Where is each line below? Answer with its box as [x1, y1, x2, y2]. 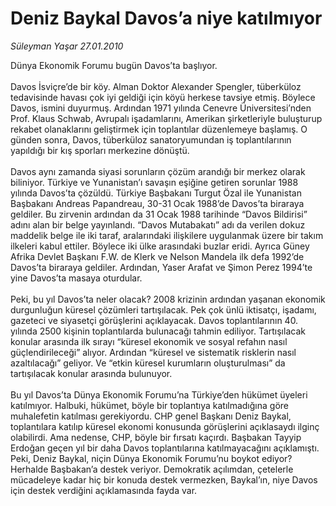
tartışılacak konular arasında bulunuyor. [10, 367, 173, 379]
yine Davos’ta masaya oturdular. [10, 272, 143, 284]
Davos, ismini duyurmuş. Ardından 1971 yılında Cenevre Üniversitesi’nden [10, 102, 312, 114]
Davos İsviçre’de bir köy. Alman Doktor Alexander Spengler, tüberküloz [10, 80, 302, 92]
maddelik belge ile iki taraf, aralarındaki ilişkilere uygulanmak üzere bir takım [10, 229, 324, 241]
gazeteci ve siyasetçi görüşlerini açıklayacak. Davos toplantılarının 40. [10, 314, 299, 326]
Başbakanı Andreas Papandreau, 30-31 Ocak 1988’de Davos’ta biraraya [10, 197, 305, 209]
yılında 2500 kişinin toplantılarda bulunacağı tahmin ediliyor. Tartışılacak [10, 325, 306, 337]
